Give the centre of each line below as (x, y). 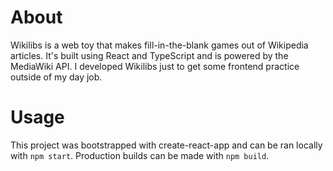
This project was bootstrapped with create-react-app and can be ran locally (166, 145)
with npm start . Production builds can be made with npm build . (140, 155)
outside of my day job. (56, 77)
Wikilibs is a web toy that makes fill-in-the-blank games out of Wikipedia (159, 45)
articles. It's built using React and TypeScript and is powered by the (149, 55)
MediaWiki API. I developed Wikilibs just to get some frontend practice (155, 66)
